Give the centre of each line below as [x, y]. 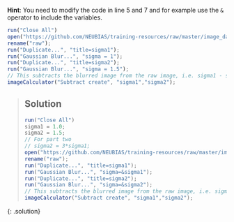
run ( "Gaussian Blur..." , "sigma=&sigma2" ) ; [88, 185]
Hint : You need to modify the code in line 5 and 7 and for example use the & [116, 10]
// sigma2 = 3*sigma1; [57, 146]
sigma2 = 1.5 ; [45, 133]
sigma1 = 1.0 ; [45, 126]
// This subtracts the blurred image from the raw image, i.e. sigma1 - [115, 76]
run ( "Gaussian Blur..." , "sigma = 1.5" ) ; [68, 69]
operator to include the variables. [55, 17]
